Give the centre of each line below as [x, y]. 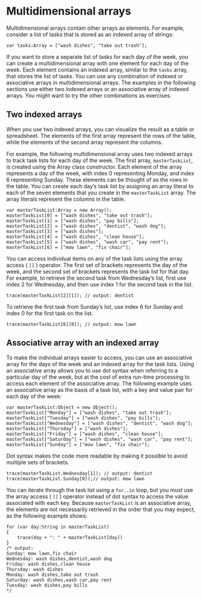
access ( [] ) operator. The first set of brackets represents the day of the [97, 265]
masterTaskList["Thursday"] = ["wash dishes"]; [67, 428]
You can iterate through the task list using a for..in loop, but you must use [100, 490]
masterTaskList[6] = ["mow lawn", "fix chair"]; [69, 247]
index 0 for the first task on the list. [50, 313]
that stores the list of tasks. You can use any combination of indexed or [95, 76]
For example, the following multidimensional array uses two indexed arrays [99, 154]
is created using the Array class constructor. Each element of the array [94, 167]
